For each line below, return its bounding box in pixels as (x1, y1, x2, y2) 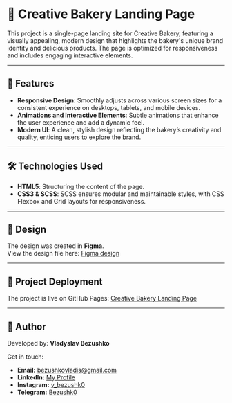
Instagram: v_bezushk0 (17, 381, 85, 388)
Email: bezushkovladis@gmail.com (17, 366, 117, 374)
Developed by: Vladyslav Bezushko (7, 339, 110, 347)
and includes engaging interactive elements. (7, 51, 133, 60)
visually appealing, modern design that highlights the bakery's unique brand (7, 36, 224, 44)
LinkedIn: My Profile (17, 373, 76, 382)
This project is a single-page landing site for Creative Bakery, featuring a (7, 29, 214, 37)
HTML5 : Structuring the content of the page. (17, 182, 145, 190)
